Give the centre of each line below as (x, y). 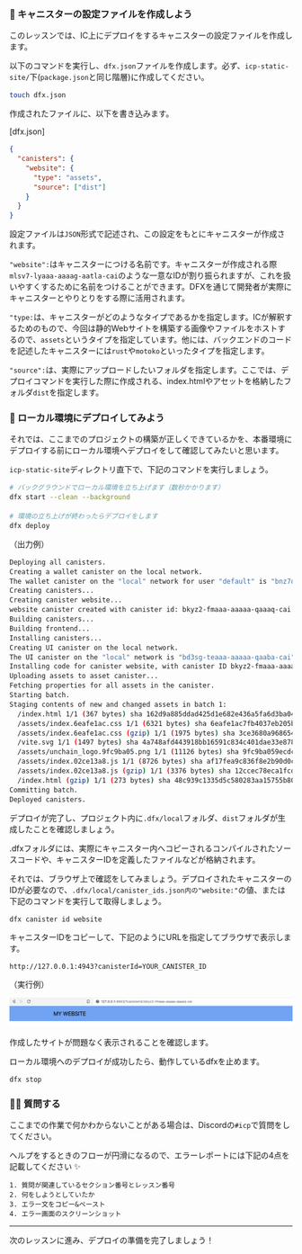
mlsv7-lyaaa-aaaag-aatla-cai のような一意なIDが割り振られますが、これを (146, 275)
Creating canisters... (52, 591)
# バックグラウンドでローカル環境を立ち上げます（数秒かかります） (117, 488)
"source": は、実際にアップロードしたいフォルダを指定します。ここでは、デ (149, 370)
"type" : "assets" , (67, 177)
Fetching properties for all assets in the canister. (112, 685)
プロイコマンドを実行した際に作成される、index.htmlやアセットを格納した (147, 381)
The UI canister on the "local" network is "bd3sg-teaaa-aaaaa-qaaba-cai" (152, 657)
